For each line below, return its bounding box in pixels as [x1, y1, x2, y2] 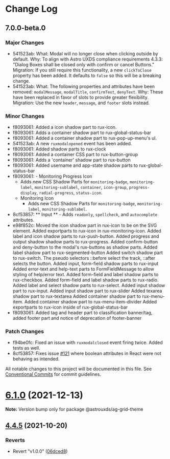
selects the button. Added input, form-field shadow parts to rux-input [12, 260, 159, 267]
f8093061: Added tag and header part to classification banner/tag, [12, 310, 153, 316]
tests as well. [12, 345, 40, 351]
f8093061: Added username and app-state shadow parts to [12, 162, 138, 168]
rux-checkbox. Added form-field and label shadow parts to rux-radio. [12, 277, 159, 283]
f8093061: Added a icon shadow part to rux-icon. [12, 124, 117, 130]
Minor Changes [5, 112, 44, 120]
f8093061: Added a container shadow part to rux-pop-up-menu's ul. [12, 135, 157, 141]
